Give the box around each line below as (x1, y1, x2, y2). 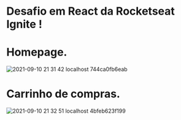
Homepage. (6, 45, 67, 59)
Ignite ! (6, 17, 43, 31)
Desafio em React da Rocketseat (6, 4, 175, 18)
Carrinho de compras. (6, 87, 121, 101)
